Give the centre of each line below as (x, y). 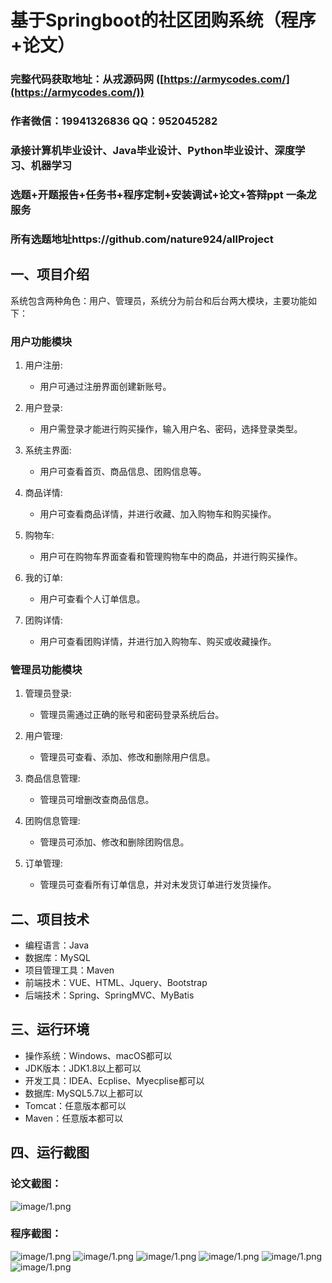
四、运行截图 (50, 1152)
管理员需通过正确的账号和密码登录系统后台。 (132, 715)
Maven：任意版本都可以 (74, 1118)
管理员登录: (48, 693)
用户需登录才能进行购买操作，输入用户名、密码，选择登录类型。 (171, 428)
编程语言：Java (57, 945)
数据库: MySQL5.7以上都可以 (83, 1093)
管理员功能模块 (46, 669)
